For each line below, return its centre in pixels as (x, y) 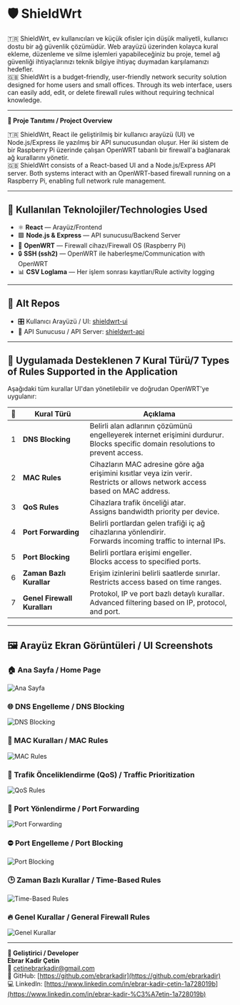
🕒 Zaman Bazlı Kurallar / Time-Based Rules (84, 880)
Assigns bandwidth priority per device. (155, 512)
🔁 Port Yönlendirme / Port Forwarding (74, 809)
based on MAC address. (130, 491)
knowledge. (25, 100)
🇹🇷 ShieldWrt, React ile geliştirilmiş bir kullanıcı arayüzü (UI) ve (101, 134)
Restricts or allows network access (148, 483)
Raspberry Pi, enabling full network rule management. (87, 181)
